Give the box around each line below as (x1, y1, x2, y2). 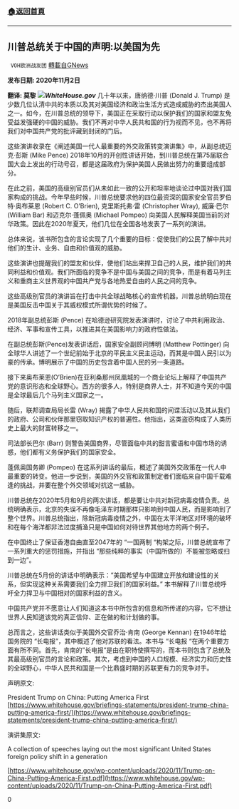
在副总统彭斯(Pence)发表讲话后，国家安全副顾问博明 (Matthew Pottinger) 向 (7, 340, 230, 349)
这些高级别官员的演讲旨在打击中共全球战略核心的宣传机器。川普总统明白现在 (7, 292, 232, 300)
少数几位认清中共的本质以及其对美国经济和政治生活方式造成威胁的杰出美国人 (7, 100, 232, 108)
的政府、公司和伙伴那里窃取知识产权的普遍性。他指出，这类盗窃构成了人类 (7, 415, 225, 424)
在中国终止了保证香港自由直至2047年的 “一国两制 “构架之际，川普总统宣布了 (7, 538, 231, 546)
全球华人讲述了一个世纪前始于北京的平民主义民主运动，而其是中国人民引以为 (7, 349, 232, 357)
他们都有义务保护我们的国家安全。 (19, 448, 119, 457)
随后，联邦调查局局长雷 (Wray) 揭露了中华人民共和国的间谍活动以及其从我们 (7, 406, 230, 414)
